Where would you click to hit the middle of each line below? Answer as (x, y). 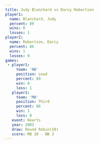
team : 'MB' (27, 97)
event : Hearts (26, 120)
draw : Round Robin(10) (35, 129)
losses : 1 (20, 33)
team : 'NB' (27, 70)
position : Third (33, 102)
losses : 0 (20, 56)
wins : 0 (18, 28)
